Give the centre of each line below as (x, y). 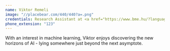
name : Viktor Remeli (27, 10)
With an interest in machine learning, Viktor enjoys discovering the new (79, 38)
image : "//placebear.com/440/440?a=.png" (50, 14)
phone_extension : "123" (30, 24)
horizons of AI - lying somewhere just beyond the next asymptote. (74, 43)
